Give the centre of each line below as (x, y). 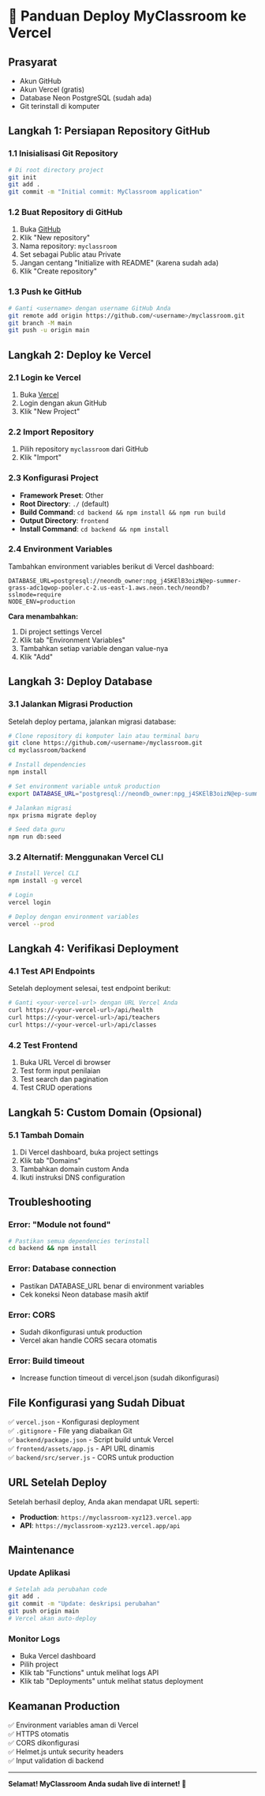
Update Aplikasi (39, 1573)
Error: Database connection (62, 1269)
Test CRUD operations (56, 1088)
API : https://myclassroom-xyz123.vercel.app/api (100, 1525)
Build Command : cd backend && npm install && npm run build (123, 512)
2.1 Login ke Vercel (45, 377)
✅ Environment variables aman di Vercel (74, 1725)
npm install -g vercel (45, 881)
